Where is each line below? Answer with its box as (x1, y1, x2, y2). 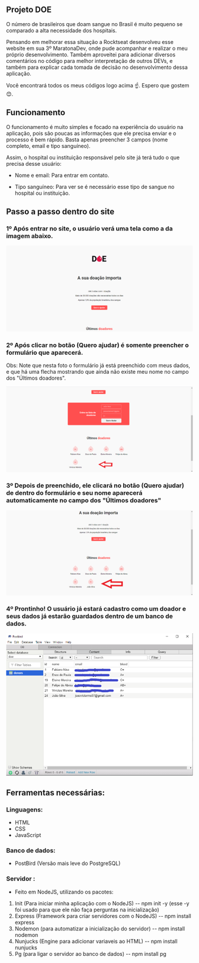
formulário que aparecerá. (6, 349, 84, 357)
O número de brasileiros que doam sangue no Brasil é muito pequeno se (6, 20, 183, 27)
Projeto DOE (6, 5, 52, 15)
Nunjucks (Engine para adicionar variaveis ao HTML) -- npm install (14, 937, 178, 945)
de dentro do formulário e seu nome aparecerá (6, 489, 143, 497)
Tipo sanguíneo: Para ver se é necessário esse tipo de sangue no (14, 183, 175, 190)
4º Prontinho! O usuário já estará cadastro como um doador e (6, 604, 187, 612)
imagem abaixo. (6, 232, 53, 240)
